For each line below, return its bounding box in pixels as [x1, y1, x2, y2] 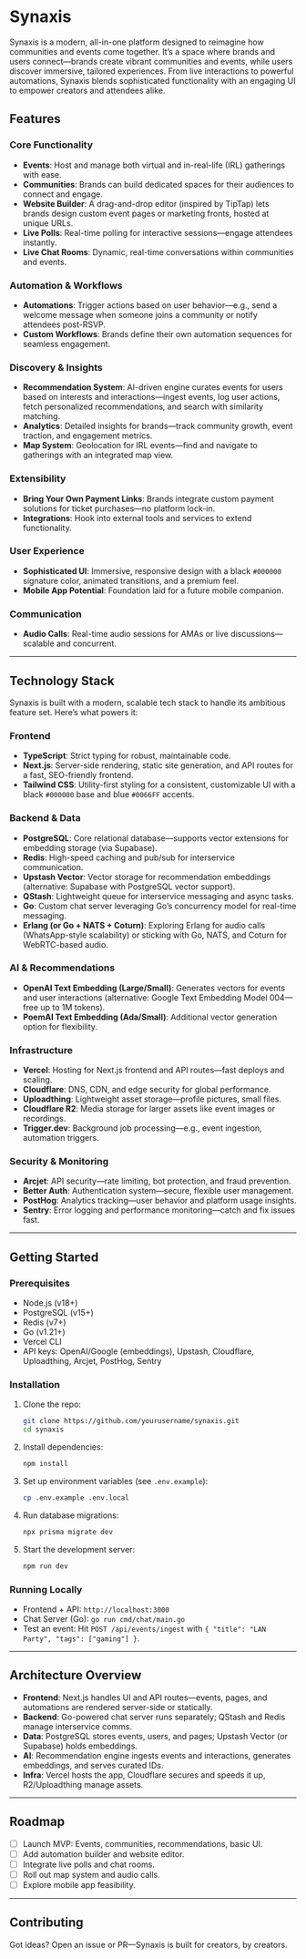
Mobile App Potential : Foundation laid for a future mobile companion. [22, 585, 284, 596]
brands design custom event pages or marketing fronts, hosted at [22, 208, 270, 219]
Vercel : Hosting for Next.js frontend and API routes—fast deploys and [22, 1064, 285, 1076]
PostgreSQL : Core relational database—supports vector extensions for [22, 832, 289, 844]
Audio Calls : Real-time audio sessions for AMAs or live [22, 629, 229, 640]
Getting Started [9, 1249, 99, 1265]
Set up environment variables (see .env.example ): [22, 1476, 209, 1487]
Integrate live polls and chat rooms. [22, 1859, 156, 1870]
